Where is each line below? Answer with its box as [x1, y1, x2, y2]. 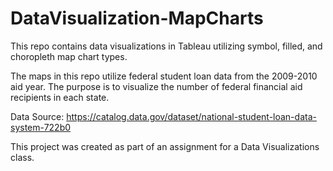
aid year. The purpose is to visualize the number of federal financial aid [10, 80, 303, 92]
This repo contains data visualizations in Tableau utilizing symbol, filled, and [10, 40, 323, 52]
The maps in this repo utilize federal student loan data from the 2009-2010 [10, 70, 318, 82]
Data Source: [10, 110, 65, 122]
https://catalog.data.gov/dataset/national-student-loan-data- [66, 110, 317, 122]
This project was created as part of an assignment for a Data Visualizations [10, 140, 320, 152]
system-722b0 [10, 121, 72, 133]
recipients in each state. [10, 91, 110, 103]
